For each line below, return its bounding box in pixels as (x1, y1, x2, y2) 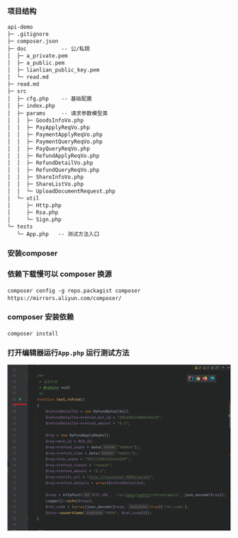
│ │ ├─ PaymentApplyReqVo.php (7, 131, 103, 139)
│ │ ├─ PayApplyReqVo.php (7, 124, 91, 132)
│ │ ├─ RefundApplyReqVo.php (7, 152, 100, 160)
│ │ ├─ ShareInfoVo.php (7, 173, 84, 181)
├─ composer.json (7, 38, 59, 45)
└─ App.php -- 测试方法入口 (16, 231, 100, 238)
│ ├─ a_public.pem (7, 59, 65, 67)
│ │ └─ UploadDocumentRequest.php (7, 188, 115, 195)
